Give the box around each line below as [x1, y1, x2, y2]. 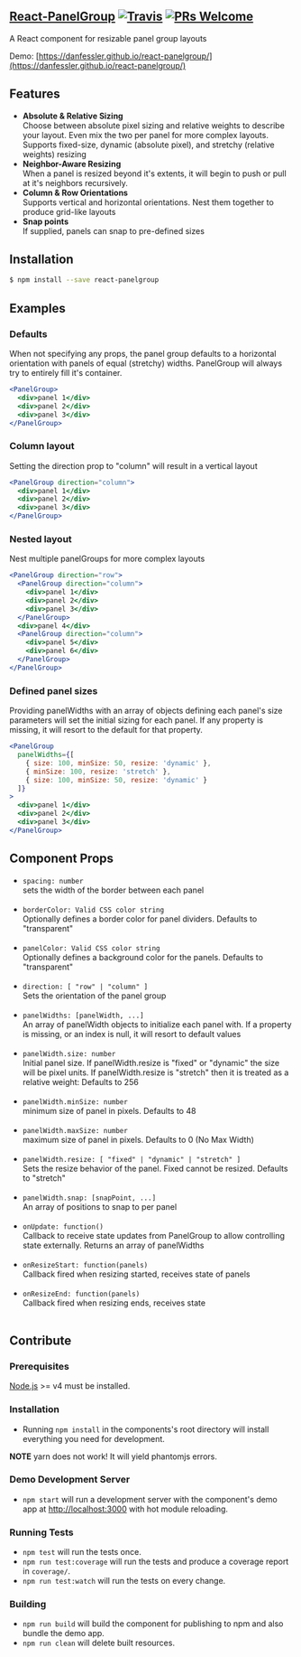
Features [9, 87, 60, 102]
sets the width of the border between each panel [22, 885, 205, 895]
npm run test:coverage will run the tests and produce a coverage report [22, 1556, 289, 1568]
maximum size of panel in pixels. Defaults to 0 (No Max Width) [22, 1134, 255, 1145]
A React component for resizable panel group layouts [9, 33, 207, 43]
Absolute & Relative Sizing [22, 110, 123, 121]
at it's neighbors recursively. [22, 177, 128, 188]
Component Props [9, 851, 114, 866]
